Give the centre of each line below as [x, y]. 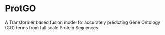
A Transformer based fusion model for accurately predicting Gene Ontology [83, 22]
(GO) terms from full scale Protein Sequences [52, 27]
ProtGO [21, 9]
